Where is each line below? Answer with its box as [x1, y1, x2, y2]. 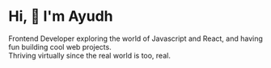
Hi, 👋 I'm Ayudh [8, 7, 113, 26]
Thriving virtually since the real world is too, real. [8, 50, 171, 60]
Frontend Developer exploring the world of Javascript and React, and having [8, 34, 263, 43]
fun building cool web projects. [8, 42, 112, 51]
